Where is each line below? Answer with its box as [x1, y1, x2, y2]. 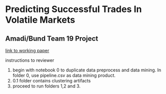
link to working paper [5, 48, 49, 53]
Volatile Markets [5, 14, 76, 26]
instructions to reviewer [5, 57, 54, 63]
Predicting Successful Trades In [5, 4, 142, 15]
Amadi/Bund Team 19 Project [5, 34, 98, 43]
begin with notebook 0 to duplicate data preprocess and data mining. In [12, 67, 161, 73]
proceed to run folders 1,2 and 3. [12, 83, 81, 89]
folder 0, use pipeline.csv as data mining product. [12, 72, 116, 78]
